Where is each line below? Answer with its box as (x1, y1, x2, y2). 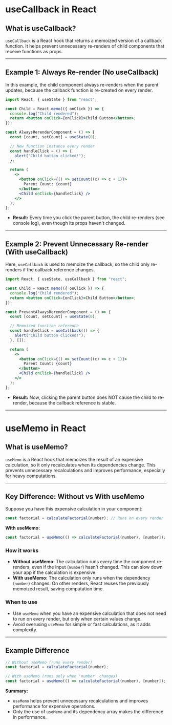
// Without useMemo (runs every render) (5, 659, 93, 665)
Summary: (5, 688, 28, 694)
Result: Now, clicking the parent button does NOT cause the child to (12, 394, 157, 400)
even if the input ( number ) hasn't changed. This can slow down (31, 564, 163, 570)
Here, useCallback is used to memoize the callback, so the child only (5, 261, 150, 267)
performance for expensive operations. (12, 703, 96, 710)
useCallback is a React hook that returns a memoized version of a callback (5, 37, 162, 44)
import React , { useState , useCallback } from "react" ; (5, 276, 127, 282)
